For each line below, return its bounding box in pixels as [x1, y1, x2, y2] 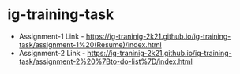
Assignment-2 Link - [18, 48, 86, 57]
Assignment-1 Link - [18, 31, 84, 41]
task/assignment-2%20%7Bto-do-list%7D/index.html [18, 57, 193, 66]
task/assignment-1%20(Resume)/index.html [18, 39, 163, 49]
